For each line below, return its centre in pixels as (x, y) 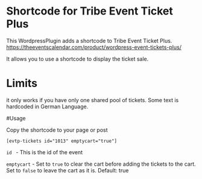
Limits (22, 83)
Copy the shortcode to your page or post (57, 130)
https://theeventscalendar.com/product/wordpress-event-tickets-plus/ (94, 47)
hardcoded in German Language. (47, 106)
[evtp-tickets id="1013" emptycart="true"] (62, 141)
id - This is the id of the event (45, 152)
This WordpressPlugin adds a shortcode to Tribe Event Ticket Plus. (89, 41)
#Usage (16, 118)
